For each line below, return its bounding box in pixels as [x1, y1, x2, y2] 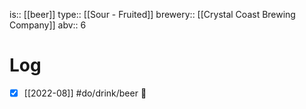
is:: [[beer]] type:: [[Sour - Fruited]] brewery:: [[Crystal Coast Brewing [9, 9, 296, 20]
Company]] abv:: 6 [9, 19, 87, 31]
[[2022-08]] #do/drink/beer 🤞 [23, 87, 147, 99]
